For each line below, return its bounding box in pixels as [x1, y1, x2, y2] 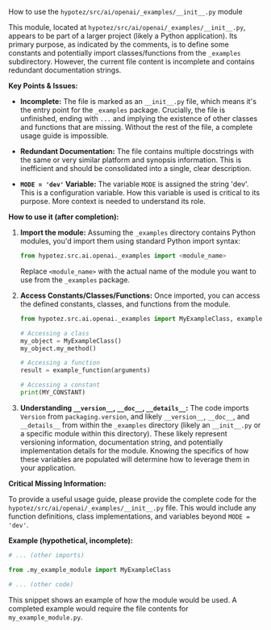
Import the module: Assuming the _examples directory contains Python [19, 227, 256, 237]
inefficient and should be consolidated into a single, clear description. [19, 164, 252, 173]
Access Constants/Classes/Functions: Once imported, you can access [19, 290, 261, 300]
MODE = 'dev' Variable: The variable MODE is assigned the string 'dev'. [19, 179, 249, 189]
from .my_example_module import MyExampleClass [8, 565, 172, 574]
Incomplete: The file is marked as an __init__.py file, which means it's [19, 97, 256, 106]
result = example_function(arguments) [19, 366, 151, 374]
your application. [19, 463, 77, 473]
